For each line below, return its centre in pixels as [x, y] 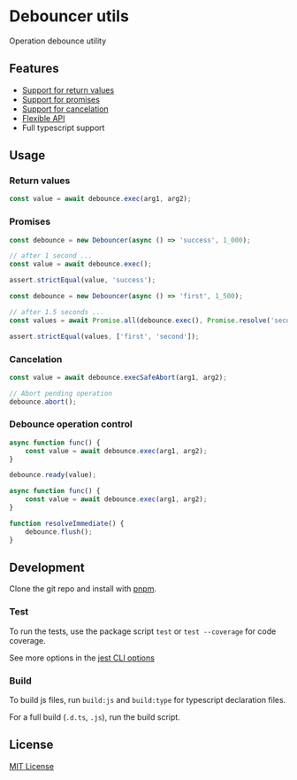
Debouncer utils [69, 16]
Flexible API [43, 118]
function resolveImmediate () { [67, 523]
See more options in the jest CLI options [82, 658]
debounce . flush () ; [59, 532]
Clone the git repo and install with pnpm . [83, 589]
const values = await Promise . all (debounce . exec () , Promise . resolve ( [140, 320]
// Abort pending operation [61, 393]
